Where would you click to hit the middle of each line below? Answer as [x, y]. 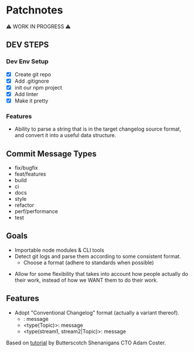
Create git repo [33, 74]
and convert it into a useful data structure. [65, 135]
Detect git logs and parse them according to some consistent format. [98, 256]
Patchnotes [35, 10]
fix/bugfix [26, 168]
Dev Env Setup [27, 61]
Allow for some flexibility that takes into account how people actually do [101, 274]
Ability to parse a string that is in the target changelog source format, [98, 129]
